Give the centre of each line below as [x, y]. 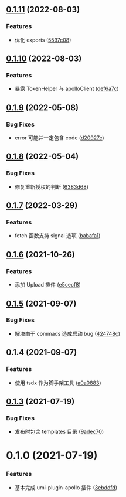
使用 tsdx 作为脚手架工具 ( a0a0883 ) [58, 383]
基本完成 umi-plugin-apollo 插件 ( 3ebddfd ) [66, 487]
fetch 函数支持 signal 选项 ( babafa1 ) [57, 236]
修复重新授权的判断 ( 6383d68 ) [52, 186]
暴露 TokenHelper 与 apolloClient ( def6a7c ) [67, 89]
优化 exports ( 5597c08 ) [43, 40]
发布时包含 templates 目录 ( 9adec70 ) [59, 432]
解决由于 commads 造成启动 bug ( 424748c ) [67, 333]
